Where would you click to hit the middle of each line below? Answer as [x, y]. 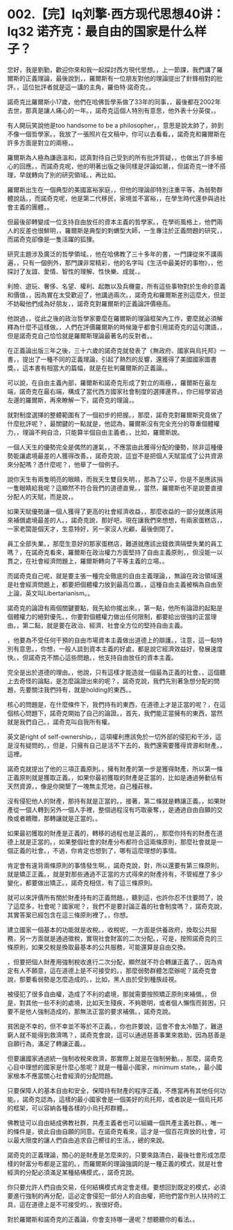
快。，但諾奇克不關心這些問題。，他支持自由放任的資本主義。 [92, 657]
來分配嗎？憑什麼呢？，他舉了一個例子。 [65, 464]
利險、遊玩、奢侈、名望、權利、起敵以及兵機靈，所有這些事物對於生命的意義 [116, 286]
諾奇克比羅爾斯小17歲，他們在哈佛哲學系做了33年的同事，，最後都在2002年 [114, 102]
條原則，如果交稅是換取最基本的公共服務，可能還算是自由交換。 [98, 947]
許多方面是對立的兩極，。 [42, 143]
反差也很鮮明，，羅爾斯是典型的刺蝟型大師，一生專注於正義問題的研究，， [122, 230]
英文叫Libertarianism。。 [60, 593]
